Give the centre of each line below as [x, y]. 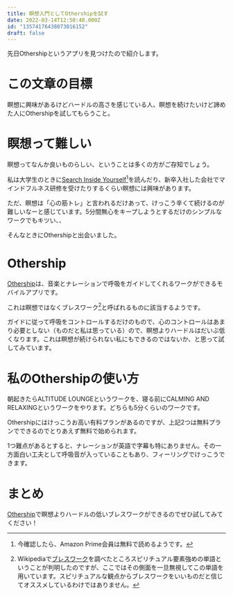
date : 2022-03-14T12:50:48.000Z [54, 20]
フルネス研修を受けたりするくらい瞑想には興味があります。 [110, 188]
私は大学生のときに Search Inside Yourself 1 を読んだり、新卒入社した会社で [113, 179]
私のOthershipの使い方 [73, 378]
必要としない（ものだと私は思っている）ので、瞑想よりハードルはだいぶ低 [119, 331]
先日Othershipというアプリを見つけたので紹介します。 [85, 53]
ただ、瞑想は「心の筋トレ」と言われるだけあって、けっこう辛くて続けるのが [116, 202]
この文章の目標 [50, 84]
